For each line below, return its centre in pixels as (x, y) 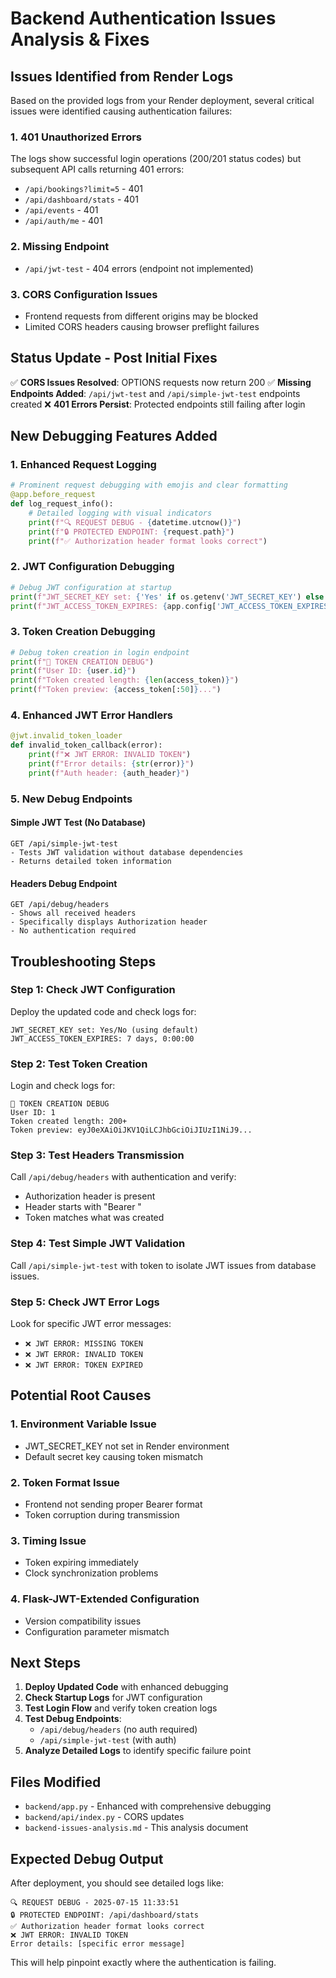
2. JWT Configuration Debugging (92, 567)
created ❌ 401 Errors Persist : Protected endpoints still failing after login (158, 404)
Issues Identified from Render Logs (122, 76)
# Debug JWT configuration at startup (91, 587)
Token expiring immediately (81, 1563)
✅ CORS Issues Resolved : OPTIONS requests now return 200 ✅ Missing (161, 382)
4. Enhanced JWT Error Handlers (92, 715)
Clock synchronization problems (91, 1573)
